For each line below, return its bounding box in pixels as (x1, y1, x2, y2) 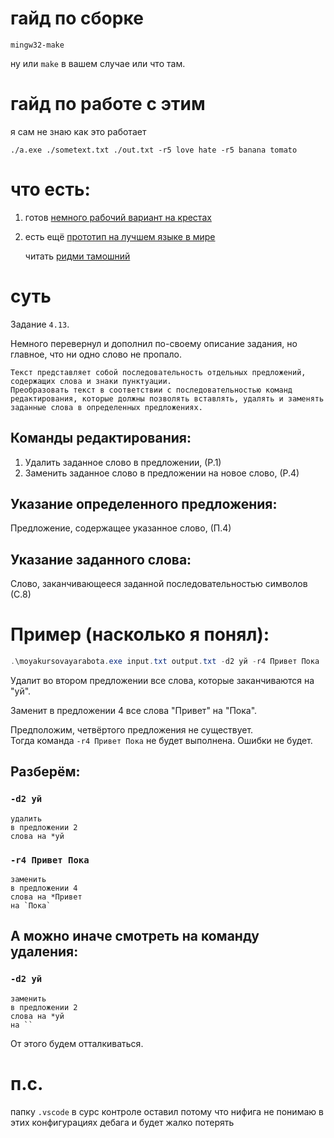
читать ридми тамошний (24, 250, 131, 262)
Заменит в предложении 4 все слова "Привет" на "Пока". (10, 705, 258, 716)
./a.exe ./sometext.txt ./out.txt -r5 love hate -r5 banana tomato (10, 145, 298, 155)
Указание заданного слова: (10, 551, 192, 568)
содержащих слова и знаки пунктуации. (10, 376, 172, 386)
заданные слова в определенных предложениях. (10, 402, 203, 412)
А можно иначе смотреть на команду (10, 928, 260, 945)
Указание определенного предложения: (10, 495, 278, 512)
